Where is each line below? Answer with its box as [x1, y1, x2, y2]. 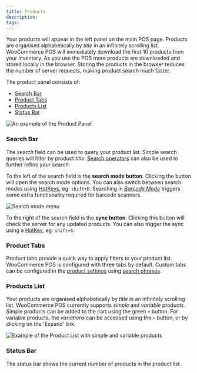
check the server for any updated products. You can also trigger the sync [6, 220, 184, 227]
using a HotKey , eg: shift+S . [6, 227, 75, 234]
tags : [6, 19, 19, 25]
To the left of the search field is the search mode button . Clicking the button [6, 172, 191, 179]
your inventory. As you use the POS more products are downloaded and [6, 54, 181, 62]
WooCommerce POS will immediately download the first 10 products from [6, 48, 184, 55]
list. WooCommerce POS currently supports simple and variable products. [6, 302, 186, 309]
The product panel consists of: [6, 78, 81, 86]
